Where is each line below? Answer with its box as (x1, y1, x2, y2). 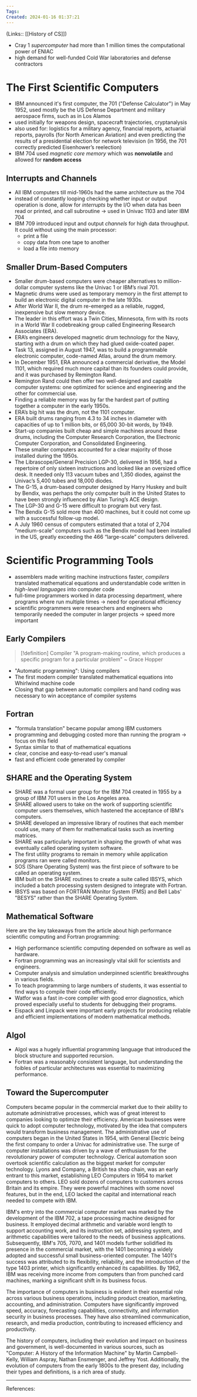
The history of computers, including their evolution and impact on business (6, 1337, 188, 1344)
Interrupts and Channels (6, 173, 97, 183)
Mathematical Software (6, 911, 94, 922)
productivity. (6, 1325, 37, 1332)
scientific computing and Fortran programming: (6, 933, 120, 940)
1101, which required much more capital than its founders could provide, (14, 365, 188, 372)
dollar (14, 284, 29, 291)
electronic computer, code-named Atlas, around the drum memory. (14, 353, 177, 360)
